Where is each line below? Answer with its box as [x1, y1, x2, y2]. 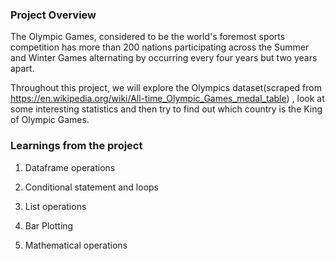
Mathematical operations [24, 239, 128, 251]
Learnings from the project [10, 139, 143, 153]
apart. [10, 63, 35, 75]
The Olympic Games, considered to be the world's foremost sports [10, 31, 286, 43]
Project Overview [10, 8, 97, 22]
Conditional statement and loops [24, 181, 159, 193]
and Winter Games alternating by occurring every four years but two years [10, 52, 318, 64]
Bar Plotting [24, 219, 74, 232]
